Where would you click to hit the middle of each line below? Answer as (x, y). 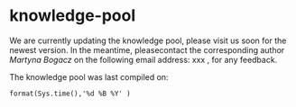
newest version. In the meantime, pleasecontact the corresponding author (147, 49)
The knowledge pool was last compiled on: (89, 76)
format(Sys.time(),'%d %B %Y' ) (70, 94)
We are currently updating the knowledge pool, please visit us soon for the (148, 40)
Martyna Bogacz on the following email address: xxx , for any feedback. (143, 59)
